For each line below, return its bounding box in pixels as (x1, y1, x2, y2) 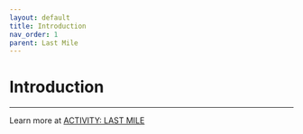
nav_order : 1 (9, 30, 59, 39)
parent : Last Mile (9, 38, 78, 48)
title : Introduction (9, 22, 87, 31)
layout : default (9, 13, 70, 22)
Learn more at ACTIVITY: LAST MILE (9, 115, 145, 126)
